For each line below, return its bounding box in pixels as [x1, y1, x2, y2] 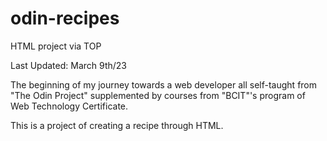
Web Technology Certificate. [10, 100, 129, 112]
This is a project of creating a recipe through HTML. [10, 119, 224, 131]
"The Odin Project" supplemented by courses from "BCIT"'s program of [10, 89, 306, 101]
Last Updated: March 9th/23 [10, 59, 127, 71]
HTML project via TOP [10, 40, 102, 52]
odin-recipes [10, 7, 120, 30]
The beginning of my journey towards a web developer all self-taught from [10, 78, 318, 91]
